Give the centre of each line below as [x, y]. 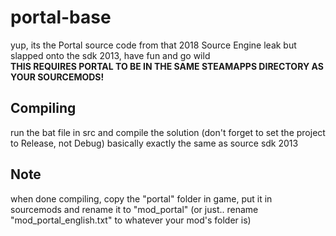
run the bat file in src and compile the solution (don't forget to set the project [168, 132]
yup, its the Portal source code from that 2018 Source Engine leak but [153, 45]
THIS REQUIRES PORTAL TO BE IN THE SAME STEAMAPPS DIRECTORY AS [167, 66]
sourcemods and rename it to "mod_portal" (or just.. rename [134, 209]
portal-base [61, 17]
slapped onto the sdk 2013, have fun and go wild [110, 55]
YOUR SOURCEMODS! [57, 77]
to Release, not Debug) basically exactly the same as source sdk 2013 [154, 143]
